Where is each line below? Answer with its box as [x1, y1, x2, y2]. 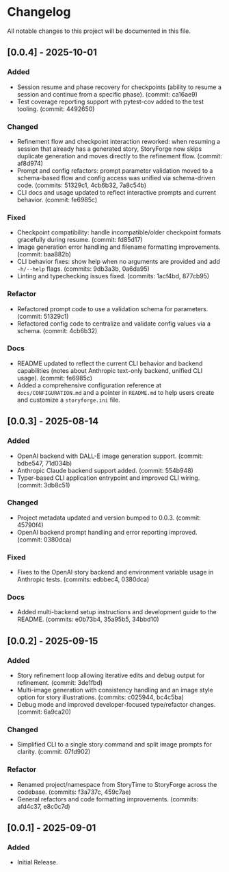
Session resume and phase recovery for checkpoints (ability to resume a [16, 83, 222, 91]
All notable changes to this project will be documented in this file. [7, 27, 191, 35]
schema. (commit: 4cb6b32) [16, 326, 98, 335]
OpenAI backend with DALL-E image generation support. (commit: [16, 452, 204, 460]
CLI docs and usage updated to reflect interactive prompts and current [16, 188, 217, 196]
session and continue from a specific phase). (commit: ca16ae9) [16, 90, 198, 98]
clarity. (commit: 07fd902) [16, 748, 91, 756]
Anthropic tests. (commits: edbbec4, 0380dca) [16, 575, 150, 583]
